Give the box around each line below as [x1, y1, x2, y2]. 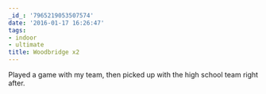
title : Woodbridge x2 [8, 48, 80, 56]
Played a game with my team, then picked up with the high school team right [8, 70, 259, 79]
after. [8, 78, 25, 88]
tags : [8, 26, 26, 34]
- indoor [8, 33, 37, 42]
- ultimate [8, 41, 44, 49]
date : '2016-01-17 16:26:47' [8, 19, 105, 27]
